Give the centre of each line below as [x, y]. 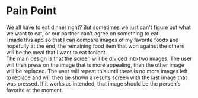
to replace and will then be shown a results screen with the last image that [97, 77]
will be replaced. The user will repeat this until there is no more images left [97, 71]
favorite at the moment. [35, 90]
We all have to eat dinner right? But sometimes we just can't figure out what [98, 27]
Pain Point [32, 11]
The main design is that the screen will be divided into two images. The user [99, 58]
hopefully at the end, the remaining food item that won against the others [95, 46]
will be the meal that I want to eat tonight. [57, 52]
